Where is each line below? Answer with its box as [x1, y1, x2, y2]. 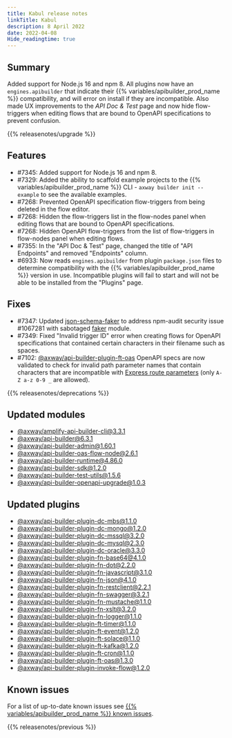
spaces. [17, 346, 40, 354]
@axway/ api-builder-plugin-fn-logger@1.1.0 [17, 612, 142, 621]
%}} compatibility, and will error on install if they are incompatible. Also [7, 94, 209, 102]
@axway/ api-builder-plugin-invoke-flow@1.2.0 [17, 664, 151, 672]
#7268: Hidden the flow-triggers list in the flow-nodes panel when [17, 212, 206, 220]
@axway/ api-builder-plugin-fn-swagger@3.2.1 [17, 590, 150, 598]
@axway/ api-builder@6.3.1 [17, 435, 93, 443]
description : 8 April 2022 [7, 23, 85, 30]
